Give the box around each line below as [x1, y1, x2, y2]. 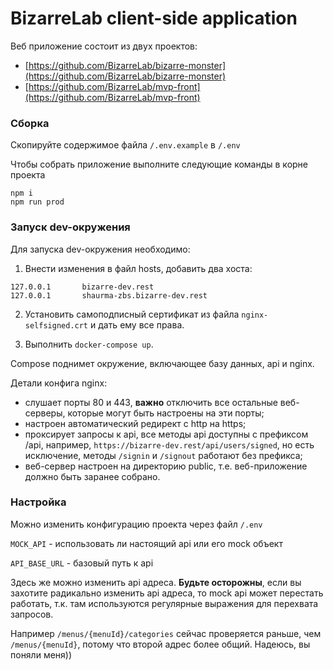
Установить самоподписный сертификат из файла [24, 308, 240, 320]
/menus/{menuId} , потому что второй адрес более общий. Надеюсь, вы [10, 638, 311, 650]
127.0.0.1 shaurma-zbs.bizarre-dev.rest [10, 290, 208, 301]
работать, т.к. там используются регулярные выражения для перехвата [10, 597, 319, 609]
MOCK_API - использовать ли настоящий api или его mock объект [10, 537, 283, 549]
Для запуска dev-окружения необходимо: [10, 243, 191, 255]
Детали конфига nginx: [10, 377, 108, 389]
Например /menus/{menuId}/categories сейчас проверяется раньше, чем [10, 627, 322, 639]
